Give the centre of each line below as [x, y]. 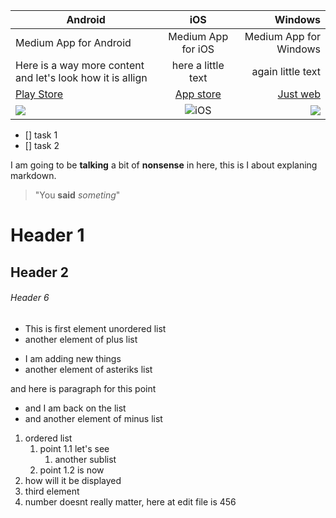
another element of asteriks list [88, 369]
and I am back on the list [75, 408]
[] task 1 [41, 135]
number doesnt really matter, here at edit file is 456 [130, 501]
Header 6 [30, 298]
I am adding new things [73, 358]
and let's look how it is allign [81, 77]
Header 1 [47, 235]
